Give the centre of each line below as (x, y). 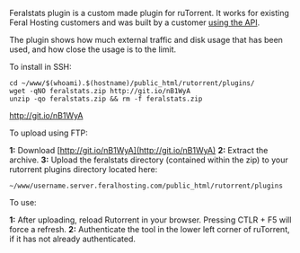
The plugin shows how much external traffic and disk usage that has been (146, 40)
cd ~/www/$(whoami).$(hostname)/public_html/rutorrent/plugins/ (132, 83)
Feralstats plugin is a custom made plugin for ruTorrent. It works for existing (150, 13)
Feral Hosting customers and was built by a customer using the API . (135, 22)
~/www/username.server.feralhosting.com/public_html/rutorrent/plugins (146, 186)
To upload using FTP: (49, 133)
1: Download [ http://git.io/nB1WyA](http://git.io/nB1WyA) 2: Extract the (139, 150)
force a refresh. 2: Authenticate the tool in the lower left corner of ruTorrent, (150, 229)
